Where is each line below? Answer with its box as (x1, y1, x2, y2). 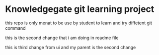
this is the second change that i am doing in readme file (5, 35, 119, 41)
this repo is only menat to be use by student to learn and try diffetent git (5, 20, 153, 26)
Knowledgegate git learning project (5, 3, 155, 15)
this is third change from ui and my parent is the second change (5, 44, 136, 50)
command (5, 25, 26, 31)
